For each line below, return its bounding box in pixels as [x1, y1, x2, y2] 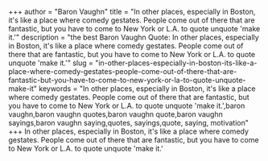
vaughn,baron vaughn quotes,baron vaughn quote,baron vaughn [8, 109, 224, 119]
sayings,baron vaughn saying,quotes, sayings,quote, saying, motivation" [8, 118, 249, 127]
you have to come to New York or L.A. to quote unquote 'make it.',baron [8, 101, 245, 110]
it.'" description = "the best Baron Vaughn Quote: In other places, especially [8, 32, 259, 42]
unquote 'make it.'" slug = [8, 58, 94, 68]
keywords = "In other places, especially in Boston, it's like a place [39, 84, 256, 93]
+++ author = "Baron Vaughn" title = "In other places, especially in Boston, [8, 7, 256, 16]
